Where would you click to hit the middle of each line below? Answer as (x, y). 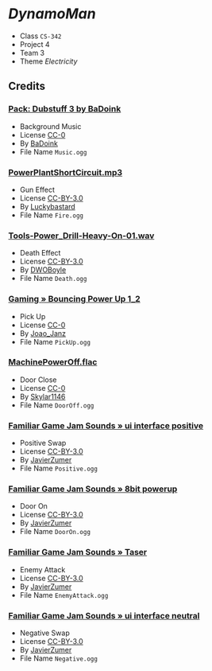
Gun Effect (37, 189)
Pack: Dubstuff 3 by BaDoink (65, 109)
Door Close (38, 380)
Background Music (50, 126)
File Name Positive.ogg (58, 468)
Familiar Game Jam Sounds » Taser (78, 552)
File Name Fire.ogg (51, 215)
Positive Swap (43, 443)
